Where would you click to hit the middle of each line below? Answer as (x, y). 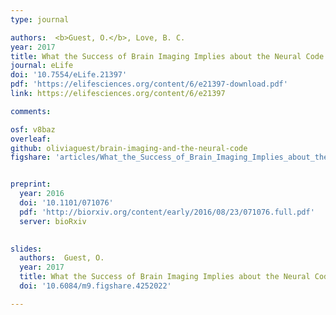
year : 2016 (42, 194)
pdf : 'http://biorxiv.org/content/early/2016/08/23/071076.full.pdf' (167, 212)
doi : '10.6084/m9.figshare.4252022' (95, 286)
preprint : (31, 184)
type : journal (40, 19)
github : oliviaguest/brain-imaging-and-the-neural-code (129, 148)
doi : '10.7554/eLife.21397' (69, 75)
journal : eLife (42, 66)
